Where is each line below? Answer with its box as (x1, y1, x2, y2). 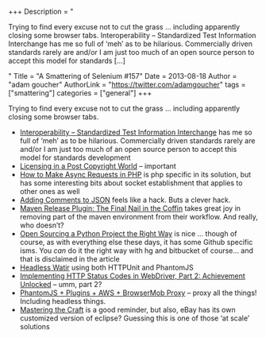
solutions (19, 322, 50, 331)
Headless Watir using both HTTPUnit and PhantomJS (19, 262, 195, 272)
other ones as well (19, 187, 80, 196)
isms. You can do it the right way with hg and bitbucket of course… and (19, 246, 254, 255)
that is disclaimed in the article (19, 254, 121, 263)
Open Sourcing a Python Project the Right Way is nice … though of (19, 229, 237, 238)
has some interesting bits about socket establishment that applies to (19, 178, 243, 188)
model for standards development (19, 153, 131, 162)
